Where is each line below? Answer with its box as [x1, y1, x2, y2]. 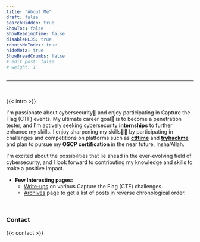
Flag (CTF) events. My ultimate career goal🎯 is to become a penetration [6, 116, 182, 123]
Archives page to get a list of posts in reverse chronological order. [23, 189, 186, 197]
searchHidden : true [6, 20, 55, 26]
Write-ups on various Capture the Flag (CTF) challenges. [23, 183, 163, 190]
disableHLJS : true [6, 36, 52, 42]
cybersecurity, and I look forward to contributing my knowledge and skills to [6, 159, 193, 166]
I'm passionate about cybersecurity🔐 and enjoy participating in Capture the [6, 109, 190, 116]
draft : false [6, 14, 39, 20]
